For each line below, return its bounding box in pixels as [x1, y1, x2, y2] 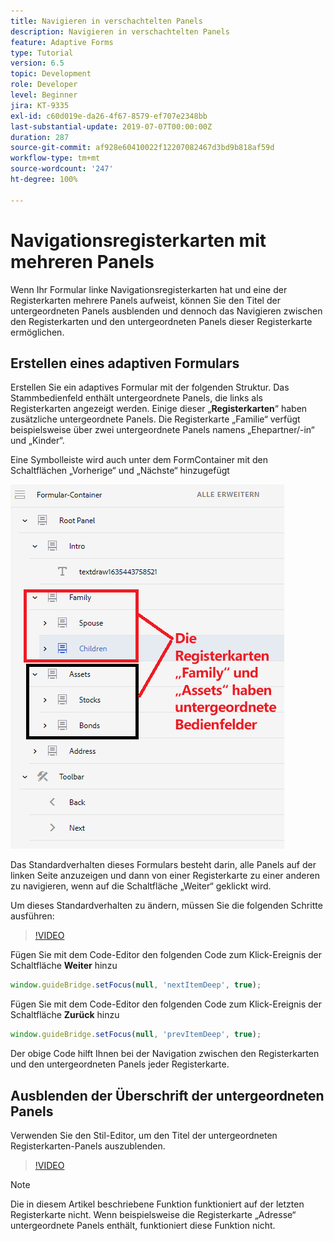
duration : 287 [10, 132, 70, 142]
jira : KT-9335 [10, 100, 70, 110]
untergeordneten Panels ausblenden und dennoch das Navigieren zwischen [10, 305, 323, 317]
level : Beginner [10, 90, 78, 100]
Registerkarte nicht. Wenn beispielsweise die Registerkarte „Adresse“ [10, 1208, 297, 1220]
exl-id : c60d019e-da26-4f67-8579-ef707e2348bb [10, 111, 208, 121]
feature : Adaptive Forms [10, 37, 114, 47]
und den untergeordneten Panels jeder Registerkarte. [10, 1058, 230, 1070]
